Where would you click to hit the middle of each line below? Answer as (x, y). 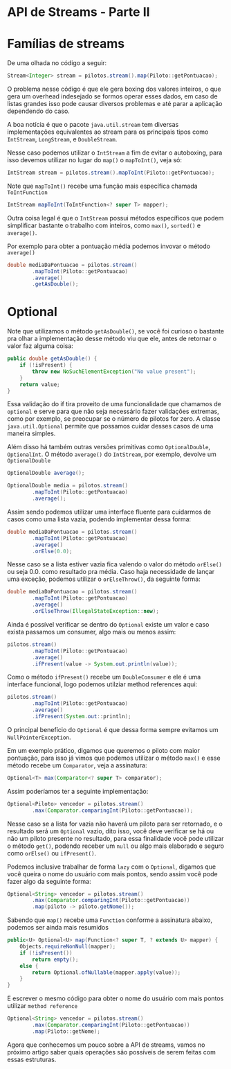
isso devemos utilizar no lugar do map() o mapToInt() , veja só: (94, 160)
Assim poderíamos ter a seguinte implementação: (78, 791)
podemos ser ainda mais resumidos (58, 928)
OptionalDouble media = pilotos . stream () (68, 486)
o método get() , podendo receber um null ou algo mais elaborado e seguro (116, 846)
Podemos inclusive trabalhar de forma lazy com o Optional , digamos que (112, 867)
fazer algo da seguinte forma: (49, 881)
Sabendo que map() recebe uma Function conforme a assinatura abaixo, (110, 920)
